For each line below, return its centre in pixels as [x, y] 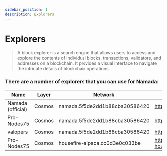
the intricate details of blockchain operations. [64, 69]
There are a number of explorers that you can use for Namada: [82, 82]
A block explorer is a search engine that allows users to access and [86, 53]
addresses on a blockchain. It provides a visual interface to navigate [87, 63]
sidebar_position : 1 [27, 10]
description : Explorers [30, 14]
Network [104, 94]
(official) [18, 109]
